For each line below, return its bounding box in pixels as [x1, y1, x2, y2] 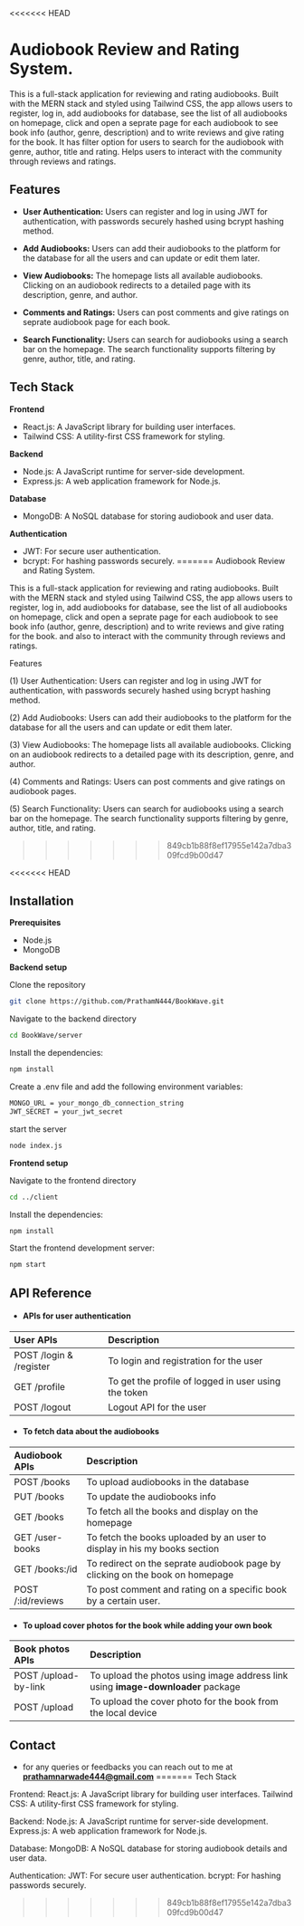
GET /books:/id [14, 1563, 78, 1576]
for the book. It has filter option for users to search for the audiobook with [9, 136, 284, 148]
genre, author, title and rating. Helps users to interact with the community [9, 146, 282, 157]
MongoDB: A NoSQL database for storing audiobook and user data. [22, 511, 274, 522]
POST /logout [14, 1401, 71, 1413]
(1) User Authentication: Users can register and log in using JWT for [9, 675, 262, 686]
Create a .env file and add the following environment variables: [9, 1081, 243, 1092]
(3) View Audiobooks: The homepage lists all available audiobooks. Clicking [9, 739, 292, 750]
